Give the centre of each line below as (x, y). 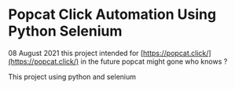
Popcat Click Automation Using (112, 15)
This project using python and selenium (72, 76)
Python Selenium (65, 31)
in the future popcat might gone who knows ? (154, 61)
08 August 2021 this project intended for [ (76, 53)
